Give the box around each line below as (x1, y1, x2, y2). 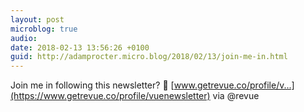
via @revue (212, 90, 260, 102)
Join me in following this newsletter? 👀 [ (10, 79, 175, 91)
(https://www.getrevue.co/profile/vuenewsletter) (10, 90, 211, 102)
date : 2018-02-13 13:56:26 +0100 (10, 42, 150, 53)
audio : (10, 33, 38, 43)
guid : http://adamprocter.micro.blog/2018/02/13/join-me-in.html (10, 52, 288, 62)
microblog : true (10, 24, 78, 34)
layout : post (10, 14, 65, 25)
